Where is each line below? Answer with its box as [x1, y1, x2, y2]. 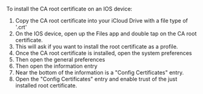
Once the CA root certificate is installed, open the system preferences [15, 49, 192, 57]
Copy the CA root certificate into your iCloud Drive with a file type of [15, 17, 188, 24]
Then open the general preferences [15, 56, 105, 63]
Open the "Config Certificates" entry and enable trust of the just [15, 76, 178, 82]
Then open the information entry [15, 62, 98, 70]
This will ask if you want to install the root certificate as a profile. [15, 43, 178, 50]
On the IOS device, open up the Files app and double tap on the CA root [15, 30, 197, 37]
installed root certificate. [15, 82, 77, 89]
